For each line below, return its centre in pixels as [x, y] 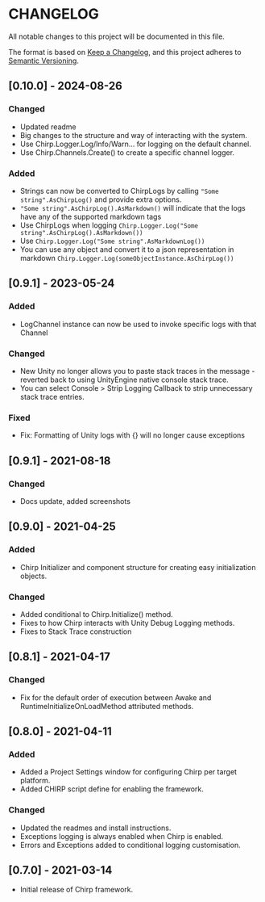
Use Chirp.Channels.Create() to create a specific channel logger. [127, 152]
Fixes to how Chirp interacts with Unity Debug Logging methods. [127, 623]
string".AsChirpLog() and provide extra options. [101, 199]
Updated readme [48, 127]
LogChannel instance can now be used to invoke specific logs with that [138, 324]
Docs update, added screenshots [75, 501]
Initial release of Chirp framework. [77, 890]
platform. [35, 781]
